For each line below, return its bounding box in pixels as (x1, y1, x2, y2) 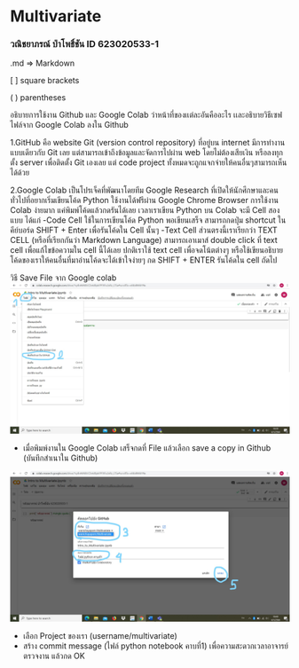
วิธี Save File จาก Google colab (10, 272, 117, 283)
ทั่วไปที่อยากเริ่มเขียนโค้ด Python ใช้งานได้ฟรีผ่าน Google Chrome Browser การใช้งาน (10, 195, 279, 206)
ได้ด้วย (10, 167, 30, 178)
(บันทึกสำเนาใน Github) (22, 452, 98, 463)
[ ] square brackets (10, 75, 80, 86)
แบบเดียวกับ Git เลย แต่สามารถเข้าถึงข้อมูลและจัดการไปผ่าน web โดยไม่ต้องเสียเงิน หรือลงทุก (10, 147, 283, 158)
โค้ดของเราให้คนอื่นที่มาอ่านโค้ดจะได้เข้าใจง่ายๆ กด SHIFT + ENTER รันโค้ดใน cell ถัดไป (10, 255, 278, 265)
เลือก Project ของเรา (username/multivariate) (22, 630, 178, 640)
